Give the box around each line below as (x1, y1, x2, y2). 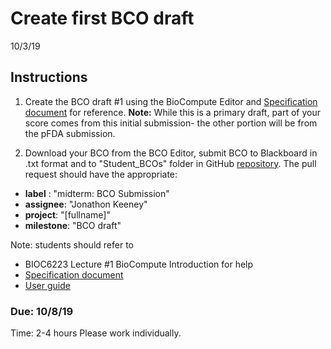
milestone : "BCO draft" (24, 219, 122, 231)
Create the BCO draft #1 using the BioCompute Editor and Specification (24, 95, 318, 107)
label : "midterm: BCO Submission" (24, 187, 170, 199)
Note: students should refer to (10, 238, 134, 251)
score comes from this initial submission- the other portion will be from (24, 117, 318, 129)
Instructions (10, 69, 88, 86)
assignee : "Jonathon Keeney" (24, 198, 148, 210)
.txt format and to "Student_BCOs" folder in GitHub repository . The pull (24, 157, 317, 169)
